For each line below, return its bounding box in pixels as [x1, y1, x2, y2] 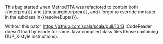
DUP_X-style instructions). [5, 33, 59, 39]
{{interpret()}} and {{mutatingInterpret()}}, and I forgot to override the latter [5, 9, 156, 15]
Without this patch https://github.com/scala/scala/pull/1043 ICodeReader [5, 23, 152, 29]
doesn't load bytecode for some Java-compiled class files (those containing [5, 29, 159, 34]
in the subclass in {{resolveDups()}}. [5, 14, 79, 20]
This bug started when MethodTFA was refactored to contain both [5, 4, 138, 10]
